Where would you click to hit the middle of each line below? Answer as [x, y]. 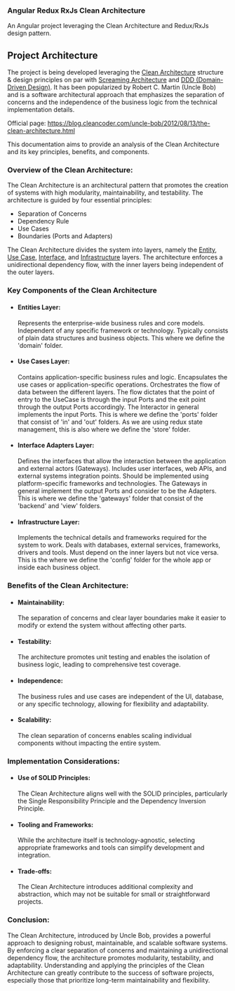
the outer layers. [31, 272]
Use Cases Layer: [43, 361]
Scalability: [34, 720]
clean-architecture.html [41, 131]
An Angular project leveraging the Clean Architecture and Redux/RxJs [108, 26]
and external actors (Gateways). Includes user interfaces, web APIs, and [122, 468]
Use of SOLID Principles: [54, 778]
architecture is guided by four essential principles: [80, 200]
